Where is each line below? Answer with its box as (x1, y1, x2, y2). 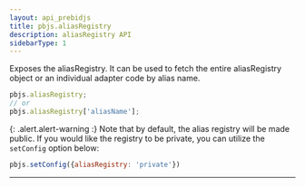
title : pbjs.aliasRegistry (9, 22, 112, 31)
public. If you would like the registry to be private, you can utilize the (9, 133, 265, 144)
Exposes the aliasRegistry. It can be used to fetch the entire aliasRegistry (9, 63, 282, 74)
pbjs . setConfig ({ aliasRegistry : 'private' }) (9, 160, 181, 169)
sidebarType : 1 (9, 38, 67, 48)
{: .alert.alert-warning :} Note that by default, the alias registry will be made (9, 123, 290, 134)
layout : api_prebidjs (9, 13, 92, 23)
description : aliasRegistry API (9, 30, 132, 39)
